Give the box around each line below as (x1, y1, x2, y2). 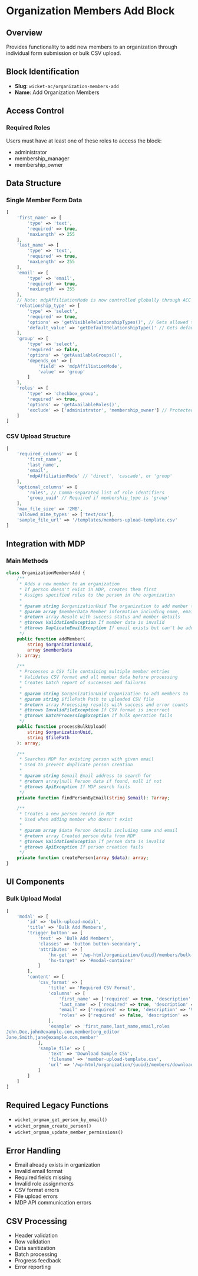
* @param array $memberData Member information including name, (19, 608, 181, 614)
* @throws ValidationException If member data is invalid (19, 620, 165, 626)
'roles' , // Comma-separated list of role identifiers (27, 490, 165, 495)
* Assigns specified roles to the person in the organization (19, 592, 176, 598)
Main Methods (6, 557, 48, 565)
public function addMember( (16, 636, 85, 642)
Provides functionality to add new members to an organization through (6, 43, 178, 50)
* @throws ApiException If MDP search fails (19, 783, 131, 790)
